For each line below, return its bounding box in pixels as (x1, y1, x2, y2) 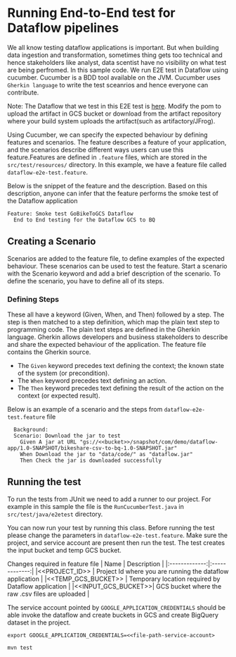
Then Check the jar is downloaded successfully (20, 457, 162, 465)
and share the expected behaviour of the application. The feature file (7, 340, 206, 349)
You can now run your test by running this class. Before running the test (7, 523, 216, 532)
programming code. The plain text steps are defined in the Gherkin (7, 326, 200, 334)
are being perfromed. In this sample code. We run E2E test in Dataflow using (7, 66, 228, 74)
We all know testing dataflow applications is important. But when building (7, 43, 219, 51)
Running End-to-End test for (7, 5, 176, 21)
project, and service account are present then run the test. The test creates (7, 538, 225, 547)
